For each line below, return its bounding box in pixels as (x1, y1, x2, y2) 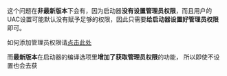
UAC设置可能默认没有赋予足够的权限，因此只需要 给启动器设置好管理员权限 (7, 15, 219, 23)
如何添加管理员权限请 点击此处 (7, 38, 91, 47)
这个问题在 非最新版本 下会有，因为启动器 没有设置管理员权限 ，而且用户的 (7, 7, 212, 14)
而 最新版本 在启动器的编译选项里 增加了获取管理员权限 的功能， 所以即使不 (7, 53, 214, 61)
